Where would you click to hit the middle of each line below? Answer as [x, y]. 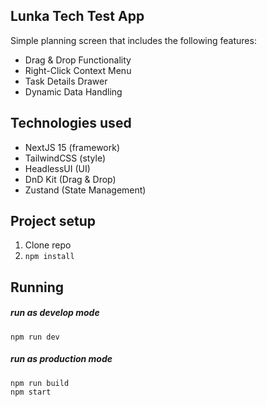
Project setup [53, 221]
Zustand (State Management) [85, 190]
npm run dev [35, 337]
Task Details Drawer [66, 81]
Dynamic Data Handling [73, 91]
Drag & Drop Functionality [78, 60]
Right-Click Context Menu [78, 70]
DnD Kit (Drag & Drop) [70, 179]
